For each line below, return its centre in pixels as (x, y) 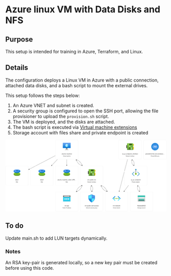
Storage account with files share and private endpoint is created (80, 132)
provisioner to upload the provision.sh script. (61, 116)
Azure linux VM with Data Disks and (83, 9)
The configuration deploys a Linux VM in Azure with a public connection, (82, 80)
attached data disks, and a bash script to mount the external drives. (77, 85)
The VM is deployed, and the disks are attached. (64, 122)
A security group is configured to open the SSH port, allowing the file (85, 111)
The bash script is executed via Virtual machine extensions (75, 127)
